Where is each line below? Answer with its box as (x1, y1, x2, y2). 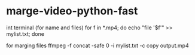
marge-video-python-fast (6, 4, 138, 18)
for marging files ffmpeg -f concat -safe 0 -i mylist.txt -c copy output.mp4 (6, 42, 190, 49)
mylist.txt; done (6, 30, 45, 37)
